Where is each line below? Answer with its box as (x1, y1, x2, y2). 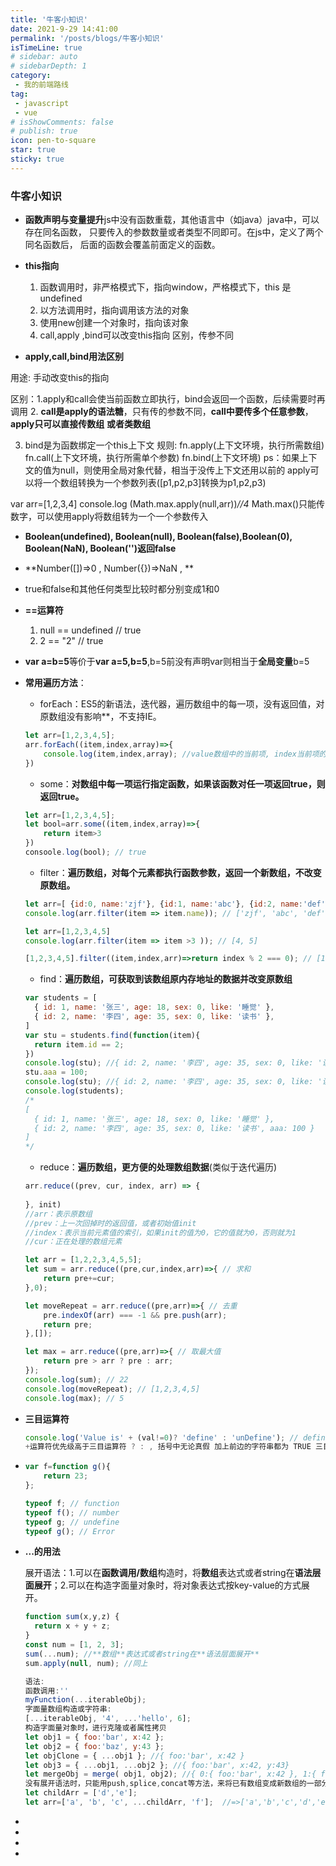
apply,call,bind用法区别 (24, 351, 125, 363)
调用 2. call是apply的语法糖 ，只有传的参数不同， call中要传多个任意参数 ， (10, 406, 314, 418)
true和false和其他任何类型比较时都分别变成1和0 (24, 583, 220, 595)
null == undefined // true (39, 624, 142, 636)
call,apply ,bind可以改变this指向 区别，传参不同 (39, 329, 235, 341)
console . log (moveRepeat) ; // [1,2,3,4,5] (24, 1384, 201, 1394)
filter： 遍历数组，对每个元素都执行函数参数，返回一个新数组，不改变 (39, 866, 322, 878)
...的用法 (24, 1546, 61, 1558)
